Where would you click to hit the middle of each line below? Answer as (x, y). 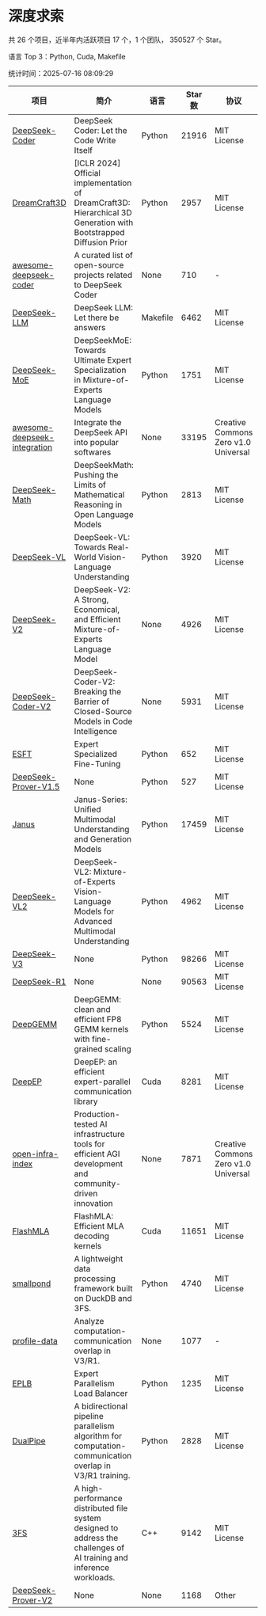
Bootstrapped (99, 232)
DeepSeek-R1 (39, 981)
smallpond (32, 1283)
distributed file (101, 1508)
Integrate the (98, 422)
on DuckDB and (103, 1298)
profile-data (35, 1340)
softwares (93, 452)
